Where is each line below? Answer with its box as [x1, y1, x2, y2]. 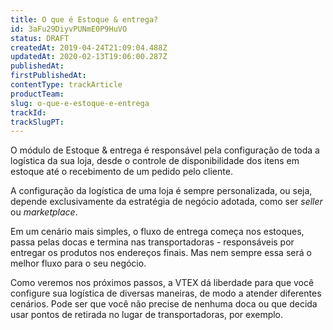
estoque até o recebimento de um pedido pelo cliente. [10, 166, 233, 178]
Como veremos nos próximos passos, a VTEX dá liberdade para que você [10, 277, 315, 289]
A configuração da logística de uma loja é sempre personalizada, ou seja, [10, 185, 313, 197]
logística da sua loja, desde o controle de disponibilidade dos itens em [10, 155, 300, 167]
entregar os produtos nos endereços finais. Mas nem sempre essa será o [10, 247, 312, 259]
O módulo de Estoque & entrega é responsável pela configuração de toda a [10, 144, 320, 156]
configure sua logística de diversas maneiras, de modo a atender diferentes [10, 287, 322, 300]
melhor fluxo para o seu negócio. [10, 257, 147, 270]
